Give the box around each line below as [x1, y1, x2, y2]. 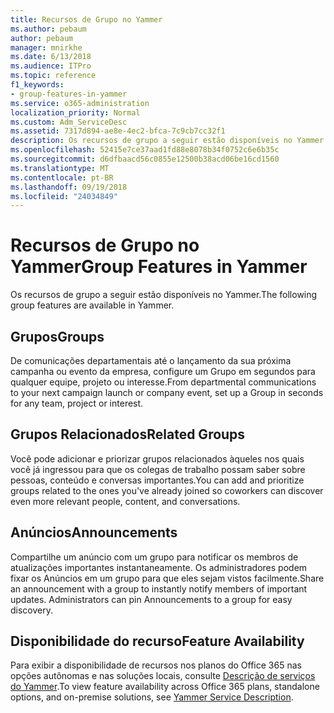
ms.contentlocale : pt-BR [10, 172, 114, 183]
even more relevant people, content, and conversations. [10, 495, 241, 507]
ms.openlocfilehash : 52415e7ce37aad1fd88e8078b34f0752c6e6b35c [10, 145, 280, 155]
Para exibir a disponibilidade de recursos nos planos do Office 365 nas [10, 659, 302, 671]
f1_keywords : [10, 80, 65, 90]
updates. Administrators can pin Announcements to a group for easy [10, 593, 293, 605]
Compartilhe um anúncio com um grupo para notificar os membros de [10, 551, 299, 563]
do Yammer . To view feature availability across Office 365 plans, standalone [10, 681, 320, 693]
